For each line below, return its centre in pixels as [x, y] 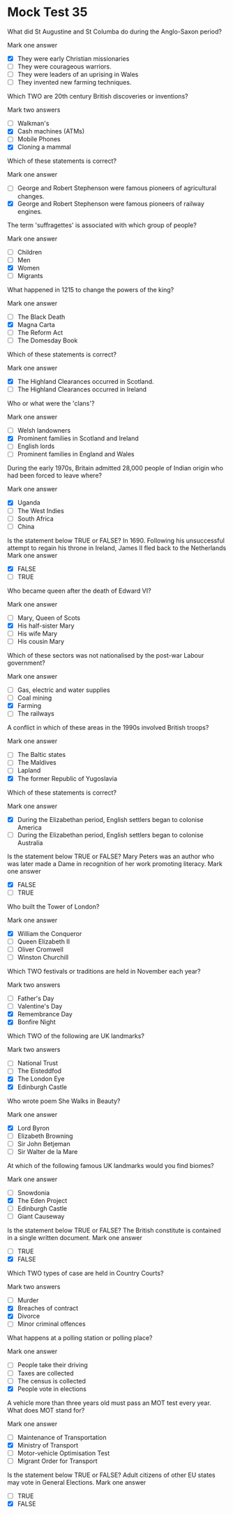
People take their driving [53, 1365]
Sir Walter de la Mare [47, 1151]
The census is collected [51, 1380]
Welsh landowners [44, 431]
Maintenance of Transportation [62, 1437]
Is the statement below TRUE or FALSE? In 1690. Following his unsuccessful [116, 540]
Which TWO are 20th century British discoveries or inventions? [98, 96]
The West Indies [40, 510]
